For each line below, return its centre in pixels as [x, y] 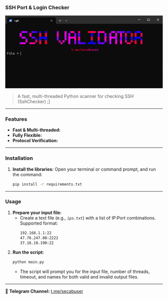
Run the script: [28, 252]
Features [16, 119]
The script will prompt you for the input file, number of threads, [85, 272]
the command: [27, 174]
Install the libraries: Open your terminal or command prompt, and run [84, 169]
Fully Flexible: [27, 135]
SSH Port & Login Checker [37, 7]
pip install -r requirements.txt [47, 184]
